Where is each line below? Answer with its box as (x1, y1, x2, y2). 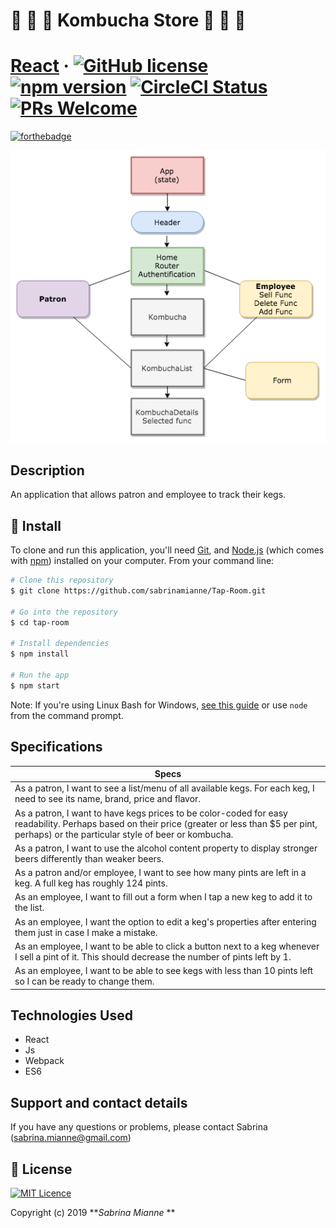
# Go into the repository (10, 607, 118, 617)
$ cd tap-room (10, 617, 70, 628)
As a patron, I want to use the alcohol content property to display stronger (14, 842, 318, 854)
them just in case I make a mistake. (14, 926, 158, 938)
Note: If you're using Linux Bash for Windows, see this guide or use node (10, 699, 308, 711)
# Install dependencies (10, 639, 110, 649)
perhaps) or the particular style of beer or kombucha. (14, 828, 234, 840)
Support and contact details (10, 1094, 188, 1111)
